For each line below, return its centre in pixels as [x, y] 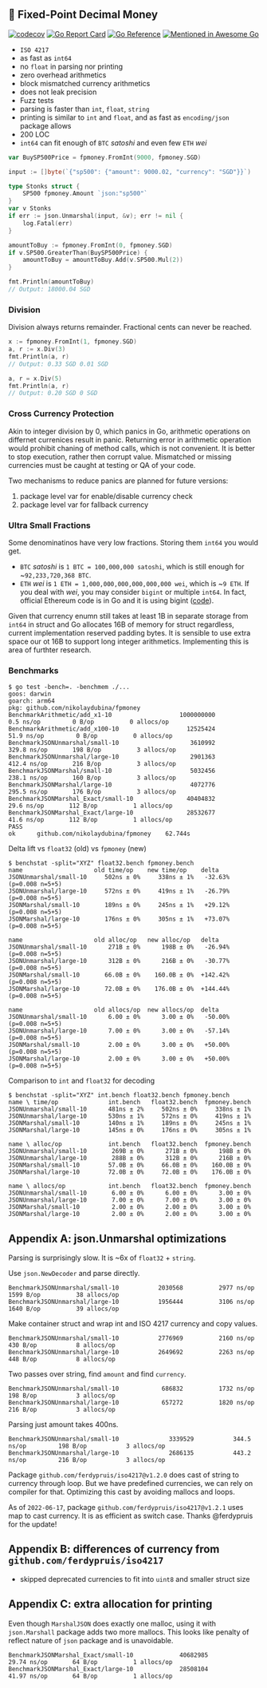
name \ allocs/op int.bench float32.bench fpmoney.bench [130, 1187]
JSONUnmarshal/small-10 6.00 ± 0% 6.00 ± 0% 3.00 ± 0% [130, 1193]
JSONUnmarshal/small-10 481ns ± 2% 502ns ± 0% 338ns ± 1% [130, 1109]
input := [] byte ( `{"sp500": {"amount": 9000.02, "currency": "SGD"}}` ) [130, 172]
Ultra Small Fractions [49, 525]
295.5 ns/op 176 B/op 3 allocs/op [92, 792]
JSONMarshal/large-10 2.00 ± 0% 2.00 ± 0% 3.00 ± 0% [130, 1214]
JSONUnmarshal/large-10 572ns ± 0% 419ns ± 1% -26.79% [119, 891]
